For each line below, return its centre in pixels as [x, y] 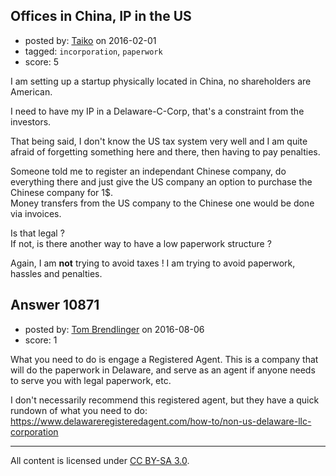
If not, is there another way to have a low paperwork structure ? [141, 243]
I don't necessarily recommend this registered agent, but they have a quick [165, 400]
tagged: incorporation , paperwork [93, 51]
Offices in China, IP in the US [101, 16]
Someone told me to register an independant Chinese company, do [148, 171]
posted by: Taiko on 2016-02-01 [90, 40]
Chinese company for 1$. [62, 192]
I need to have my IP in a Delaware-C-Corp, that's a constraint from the [157, 111]
